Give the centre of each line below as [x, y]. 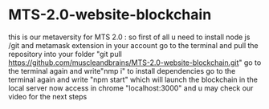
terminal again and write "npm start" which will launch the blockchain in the [133, 79]
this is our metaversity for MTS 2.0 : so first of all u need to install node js [129, 37]
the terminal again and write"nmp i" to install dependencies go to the [122, 71]
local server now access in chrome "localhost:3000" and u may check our [131, 88]
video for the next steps [48, 96]
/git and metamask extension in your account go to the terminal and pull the [133, 45]
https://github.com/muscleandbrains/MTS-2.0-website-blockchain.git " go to [135, 63]
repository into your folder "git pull [65, 54]
